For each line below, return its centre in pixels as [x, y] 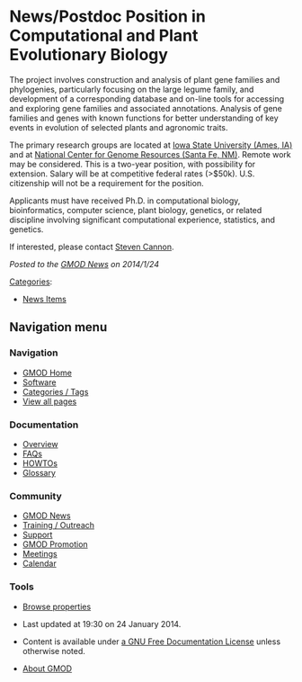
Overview [40, 444]
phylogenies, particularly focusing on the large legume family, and [132, 89]
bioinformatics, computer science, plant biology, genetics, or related [136, 210]
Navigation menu [58, 327]
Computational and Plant [104, 36]
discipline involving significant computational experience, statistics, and [142, 220]
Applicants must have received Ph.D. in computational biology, [125, 201]
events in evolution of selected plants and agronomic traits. [119, 127]
